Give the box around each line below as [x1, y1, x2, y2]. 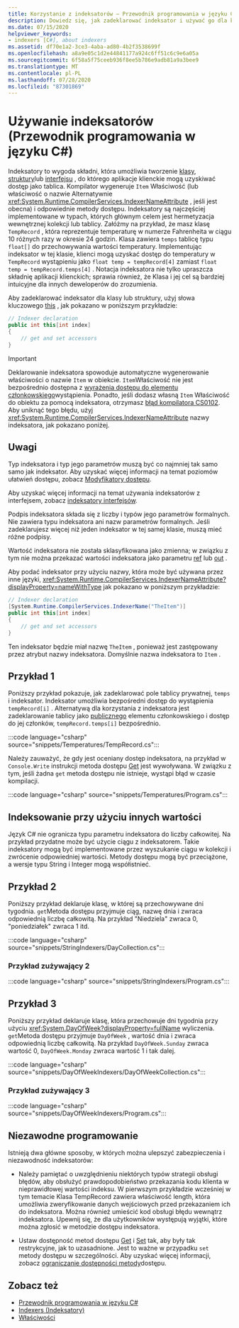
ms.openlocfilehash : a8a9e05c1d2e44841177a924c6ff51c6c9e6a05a [8, 50, 199, 57]
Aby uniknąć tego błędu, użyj [8, 406, 94, 414]
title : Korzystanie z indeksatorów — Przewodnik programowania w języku [8, 10, 228, 18]
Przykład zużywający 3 [8, 1086, 90, 1095]
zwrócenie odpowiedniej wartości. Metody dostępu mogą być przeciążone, [8, 852, 228, 861]
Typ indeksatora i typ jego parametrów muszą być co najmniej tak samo [8, 460, 218, 469]
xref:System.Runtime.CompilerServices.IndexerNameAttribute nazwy [8, 413, 210, 422]
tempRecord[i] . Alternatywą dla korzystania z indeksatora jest [8, 704, 190, 713]
